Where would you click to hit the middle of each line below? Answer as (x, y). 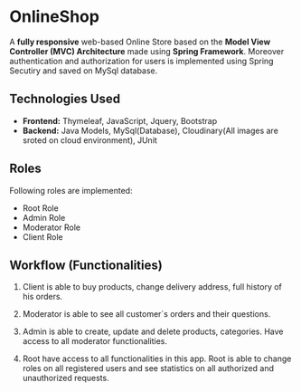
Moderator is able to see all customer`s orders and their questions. (146, 314)
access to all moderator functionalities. (95, 341)
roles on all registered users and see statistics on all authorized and (148, 368)
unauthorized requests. (66, 378)
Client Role (42, 236)
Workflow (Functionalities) (86, 265)
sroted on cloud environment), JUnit (90, 140)
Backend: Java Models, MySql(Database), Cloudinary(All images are (150, 130)
